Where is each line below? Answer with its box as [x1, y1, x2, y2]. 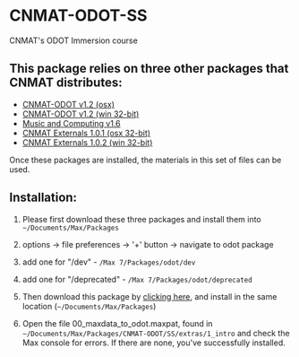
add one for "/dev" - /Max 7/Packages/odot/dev [21, 257, 196, 267]
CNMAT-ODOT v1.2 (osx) [21, 99, 115, 109]
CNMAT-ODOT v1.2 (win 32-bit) [21, 109, 140, 119]
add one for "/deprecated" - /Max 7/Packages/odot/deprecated [21, 274, 252, 284]
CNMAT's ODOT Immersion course [9, 35, 139, 46]
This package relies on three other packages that [9, 61, 289, 76]
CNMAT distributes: [9, 75, 123, 91]
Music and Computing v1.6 [21, 118, 121, 128]
